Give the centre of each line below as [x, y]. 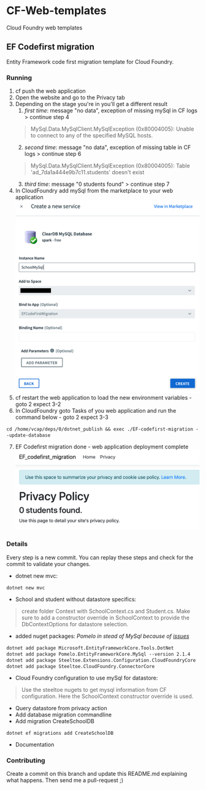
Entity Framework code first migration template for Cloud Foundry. [90, 61]
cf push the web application [50, 91]
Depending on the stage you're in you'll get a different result [91, 104]
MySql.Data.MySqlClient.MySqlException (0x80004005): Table [110, 166]
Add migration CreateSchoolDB [55, 721]
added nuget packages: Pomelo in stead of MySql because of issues [102, 636]
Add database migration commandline [63, 715]
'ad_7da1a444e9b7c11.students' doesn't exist [87, 172]
